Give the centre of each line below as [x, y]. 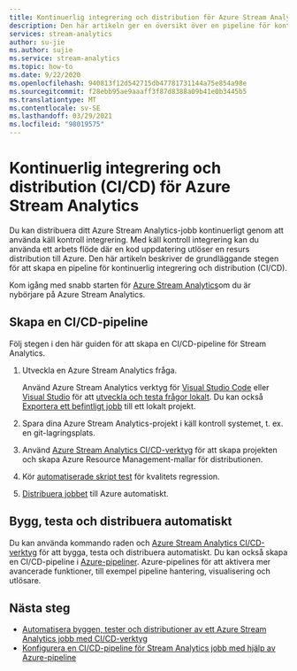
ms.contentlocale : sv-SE [55, 108]
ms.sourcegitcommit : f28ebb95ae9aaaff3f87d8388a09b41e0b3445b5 [128, 91]
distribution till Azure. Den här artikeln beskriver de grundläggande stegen [144, 258]
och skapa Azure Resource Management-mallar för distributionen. [142, 459]
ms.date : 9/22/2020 [45, 75]
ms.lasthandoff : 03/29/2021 [61, 116]
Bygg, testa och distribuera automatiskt [121, 522]
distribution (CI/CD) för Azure [120, 187]
